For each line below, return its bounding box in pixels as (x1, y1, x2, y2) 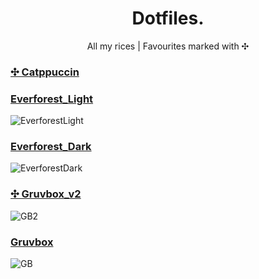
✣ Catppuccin (10, 65, 80, 79)
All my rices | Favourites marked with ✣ (86, 40, 250, 52)
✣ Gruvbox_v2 (10, 187, 82, 201)
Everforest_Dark (10, 140, 92, 154)
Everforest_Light (10, 92, 94, 106)
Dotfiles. (131, 7, 205, 30)
